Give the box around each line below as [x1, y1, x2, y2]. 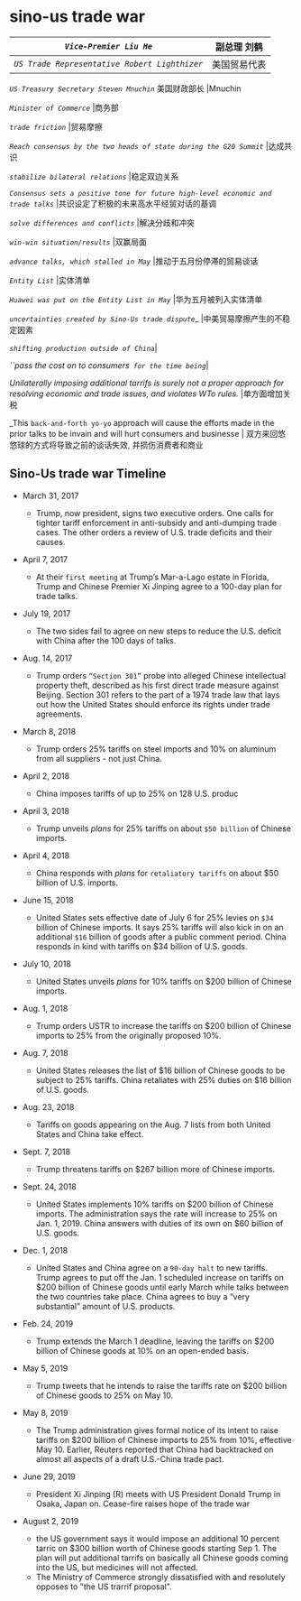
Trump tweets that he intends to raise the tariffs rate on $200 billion [35, 1380, 287, 1391]
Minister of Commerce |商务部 [9, 102, 119, 113]
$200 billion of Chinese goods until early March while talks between [35, 1282, 289, 1292]
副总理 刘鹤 [214, 41, 263, 53]
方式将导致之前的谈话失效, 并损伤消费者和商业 [32, 440, 204, 450]
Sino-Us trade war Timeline [9, 467, 167, 482]
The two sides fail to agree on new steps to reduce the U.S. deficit [35, 625, 282, 636]
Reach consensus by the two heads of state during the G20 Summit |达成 [9, 140, 285, 151]
